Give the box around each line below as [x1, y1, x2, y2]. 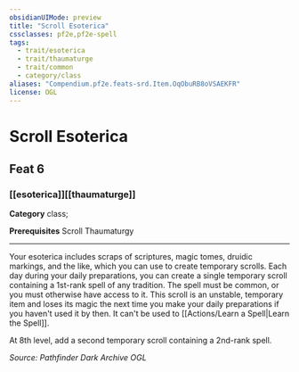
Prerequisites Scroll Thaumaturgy [9, 226, 134, 236]
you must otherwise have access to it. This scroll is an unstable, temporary [9, 289, 284, 300]
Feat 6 [9, 161, 44, 177]
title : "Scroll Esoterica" [9, 21, 109, 30]
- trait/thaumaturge [17, 54, 93, 63]
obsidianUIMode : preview [9, 12, 101, 22]
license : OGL [9, 87, 58, 96]
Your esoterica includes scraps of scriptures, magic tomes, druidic [9, 252, 254, 262]
